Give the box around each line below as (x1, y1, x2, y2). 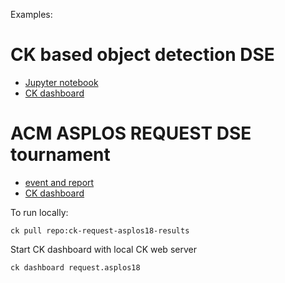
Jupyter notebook (24, 76, 99, 88)
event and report (24, 176, 95, 188)
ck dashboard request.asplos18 (10, 262, 141, 273)
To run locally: (10, 206, 69, 218)
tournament (10, 144, 111, 166)
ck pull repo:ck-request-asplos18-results (10, 225, 190, 236)
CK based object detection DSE (10, 44, 275, 66)
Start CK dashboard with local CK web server (10, 243, 197, 255)
